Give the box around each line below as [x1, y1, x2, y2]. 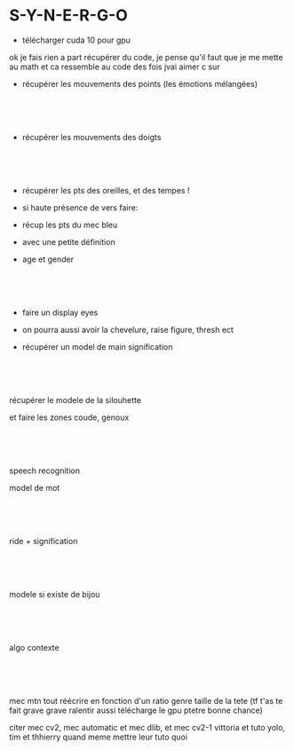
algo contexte [9, 642, 60, 652]
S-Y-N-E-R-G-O [9, 5, 129, 26]
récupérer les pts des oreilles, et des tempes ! [21, 185, 190, 195]
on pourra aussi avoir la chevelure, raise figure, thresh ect [21, 324, 234, 335]
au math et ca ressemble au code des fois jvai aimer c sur [9, 61, 220, 72]
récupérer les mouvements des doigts [21, 131, 162, 142]
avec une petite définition [21, 236, 115, 247]
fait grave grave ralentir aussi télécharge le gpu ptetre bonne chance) [9, 705, 264, 715]
